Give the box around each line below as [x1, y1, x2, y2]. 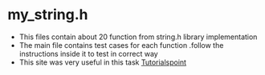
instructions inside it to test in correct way [18, 49, 158, 58]
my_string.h [7, 6, 89, 24]
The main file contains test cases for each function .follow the [18, 40, 224, 49]
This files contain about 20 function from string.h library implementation [18, 32, 258, 41]
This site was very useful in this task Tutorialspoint [18, 57, 186, 67]
